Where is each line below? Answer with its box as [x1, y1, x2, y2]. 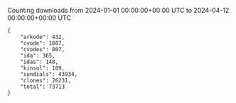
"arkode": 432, [20, 33, 65, 40]
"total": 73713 [20, 83, 65, 90]
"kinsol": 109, [20, 65, 65, 72]
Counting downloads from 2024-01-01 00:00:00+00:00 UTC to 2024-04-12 [7, 6, 230, 14]
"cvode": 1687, [20, 40, 65, 47]
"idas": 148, [20, 58, 59, 65]
